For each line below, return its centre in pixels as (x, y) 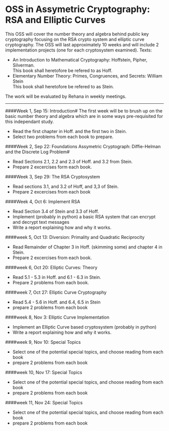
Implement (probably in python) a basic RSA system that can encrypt (84, 217)
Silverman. (24, 65)
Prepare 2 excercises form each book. (52, 167)
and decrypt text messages (41, 222)
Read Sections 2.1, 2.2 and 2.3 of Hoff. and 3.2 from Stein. (72, 161)
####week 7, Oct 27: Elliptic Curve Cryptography (56, 292)
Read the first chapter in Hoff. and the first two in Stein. (70, 131)
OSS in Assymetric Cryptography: (78, 9)
